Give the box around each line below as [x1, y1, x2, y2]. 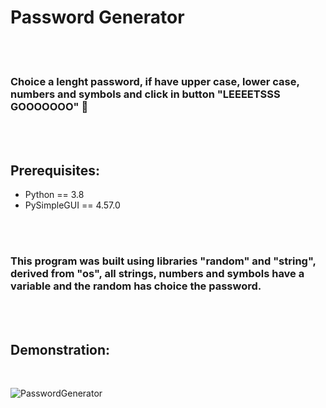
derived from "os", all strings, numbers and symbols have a [10, 266, 305, 280]
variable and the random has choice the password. [10, 279, 262, 293]
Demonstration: [10, 341, 111, 358]
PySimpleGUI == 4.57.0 [24, 199, 121, 211]
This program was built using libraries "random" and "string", [10, 254, 317, 268]
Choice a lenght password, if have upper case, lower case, [10, 74, 300, 88]
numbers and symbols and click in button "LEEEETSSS [10, 87, 281, 101]
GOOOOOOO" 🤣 [10, 99, 89, 113]
